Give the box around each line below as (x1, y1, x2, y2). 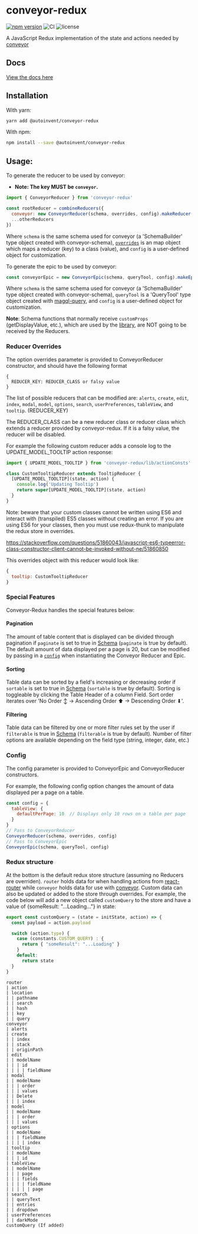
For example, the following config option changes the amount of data (6, 782, 174, 789)
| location (6, 990, 33, 995)
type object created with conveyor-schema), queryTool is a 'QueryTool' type (6, 291, 192, 298)
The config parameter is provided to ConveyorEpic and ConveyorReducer (6, 765, 185, 772)
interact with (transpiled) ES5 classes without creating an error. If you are (6, 515, 184, 522)
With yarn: (6, 106, 31, 113)
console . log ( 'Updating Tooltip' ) (16, 482, 99, 488)
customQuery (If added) (6, 1222, 65, 1228)
